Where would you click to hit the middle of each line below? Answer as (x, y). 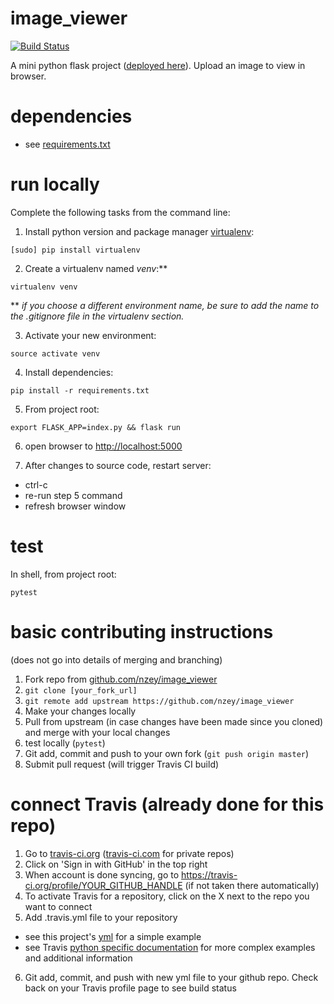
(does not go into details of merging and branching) (116, 659)
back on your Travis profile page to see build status (130, 988)
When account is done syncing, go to (102, 874)
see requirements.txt (67, 144)
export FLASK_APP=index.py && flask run (96, 427)
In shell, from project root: (63, 574)
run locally (55, 184)
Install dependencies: (69, 372)
